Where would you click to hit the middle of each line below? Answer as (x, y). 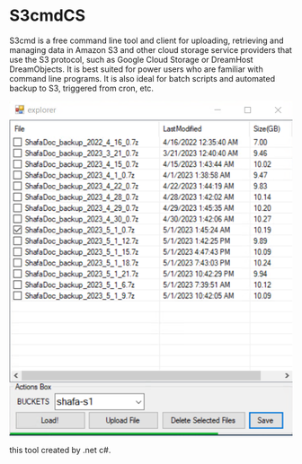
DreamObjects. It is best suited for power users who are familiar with (136, 69)
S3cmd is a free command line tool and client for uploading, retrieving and (147, 40)
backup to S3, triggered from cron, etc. (82, 88)
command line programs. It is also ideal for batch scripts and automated (142, 78)
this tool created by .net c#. (60, 450)
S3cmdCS (48, 16)
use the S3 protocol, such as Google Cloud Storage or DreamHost (131, 59)
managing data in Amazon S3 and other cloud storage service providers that (151, 49)
